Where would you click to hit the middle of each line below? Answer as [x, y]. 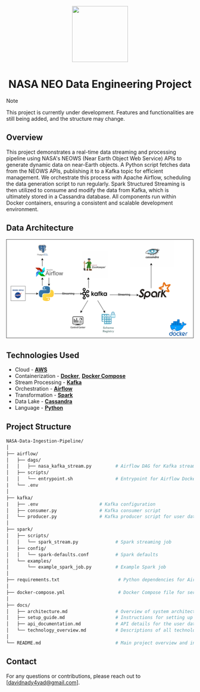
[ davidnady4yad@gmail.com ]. [43, 682]
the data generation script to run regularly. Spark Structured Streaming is [96, 184]
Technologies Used [43, 355]
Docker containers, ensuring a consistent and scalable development [90, 203]
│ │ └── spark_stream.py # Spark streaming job [89, 542]
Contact [21, 662]
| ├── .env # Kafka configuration [81, 504]
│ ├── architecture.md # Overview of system [87, 611]
